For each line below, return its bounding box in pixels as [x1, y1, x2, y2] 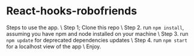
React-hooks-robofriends [6, 4, 137, 18]
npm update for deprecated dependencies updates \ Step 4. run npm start [6, 36, 188, 43]
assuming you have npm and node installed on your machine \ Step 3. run [6, 30, 189, 37]
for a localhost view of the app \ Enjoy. [6, 43, 102, 50]
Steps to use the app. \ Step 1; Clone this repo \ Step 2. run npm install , [6, 24, 184, 31]
